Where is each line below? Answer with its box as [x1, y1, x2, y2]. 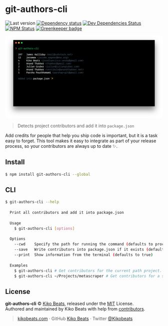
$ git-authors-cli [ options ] [14, 226, 75, 231]
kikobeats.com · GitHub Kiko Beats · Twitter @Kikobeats [17, 315, 133, 321]
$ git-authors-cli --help [5, 199, 59, 205]
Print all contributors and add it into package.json [9, 210, 124, 215]
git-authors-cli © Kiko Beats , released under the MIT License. [5, 300, 134, 306]
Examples [9, 263, 28, 268]
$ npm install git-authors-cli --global [5, 172, 91, 177]
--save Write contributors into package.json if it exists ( [14, 247, 149, 252]
